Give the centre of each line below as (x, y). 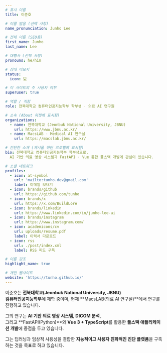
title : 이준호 (18, 15)
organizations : (21, 120)
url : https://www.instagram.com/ (49, 222)
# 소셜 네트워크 (19, 166)
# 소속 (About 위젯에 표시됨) (33, 115)
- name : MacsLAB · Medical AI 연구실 (47, 134)
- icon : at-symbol (29, 175)
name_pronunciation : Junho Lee (38, 28)
